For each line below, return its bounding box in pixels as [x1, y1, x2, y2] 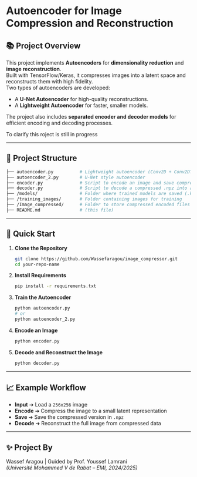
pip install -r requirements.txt [14, 283, 97, 289]
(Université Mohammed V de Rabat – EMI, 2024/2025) [6, 464, 138, 471]
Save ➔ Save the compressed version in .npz [14, 414, 124, 421]
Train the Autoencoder [14, 294, 72, 301]
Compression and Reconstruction [6, 16, 174, 30]
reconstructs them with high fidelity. [6, 78, 93, 85]
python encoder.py [14, 338, 60, 344]
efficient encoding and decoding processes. [6, 119, 113, 126]
